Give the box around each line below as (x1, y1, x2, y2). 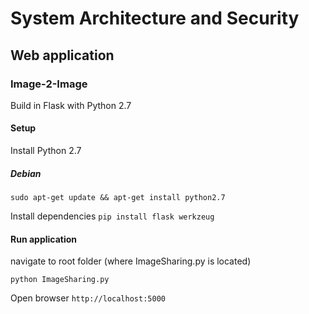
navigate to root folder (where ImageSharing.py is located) (10, 255, 252, 267)
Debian (10, 167, 42, 179)
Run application (10, 233, 78, 245)
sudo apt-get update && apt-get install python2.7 (10, 193, 226, 203)
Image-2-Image (10, 77, 88, 91)
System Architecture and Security (10, 7, 300, 30)
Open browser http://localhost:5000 (10, 292, 166, 304)
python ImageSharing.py (10, 275, 110, 285)
